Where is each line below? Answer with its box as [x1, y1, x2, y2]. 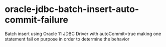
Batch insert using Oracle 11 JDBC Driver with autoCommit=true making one [5, 30, 161, 36]
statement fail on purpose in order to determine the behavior [5, 36, 130, 42]
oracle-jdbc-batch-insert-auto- [5, 3, 139, 15]
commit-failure [5, 14, 69, 25]
